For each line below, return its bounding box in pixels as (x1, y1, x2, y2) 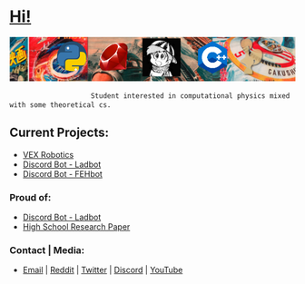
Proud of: (9, 191, 52, 203)
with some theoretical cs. (9, 100, 112, 110)
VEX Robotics (22, 149, 74, 160)
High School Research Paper (22, 220, 131, 232)
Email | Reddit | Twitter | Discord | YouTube (22, 265, 183, 276)
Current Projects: (9, 125, 109, 141)
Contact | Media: (9, 243, 85, 256)
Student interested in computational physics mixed (90, 91, 290, 101)
